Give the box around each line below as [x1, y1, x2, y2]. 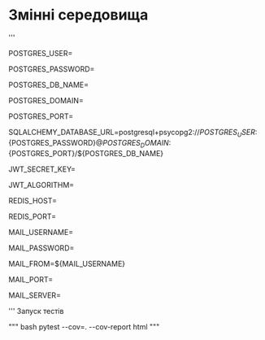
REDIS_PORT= [8, 211, 57, 221]
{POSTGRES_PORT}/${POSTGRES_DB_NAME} [8, 148, 164, 158]
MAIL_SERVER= [8, 290, 61, 300]
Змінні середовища [8, 6, 149, 24]
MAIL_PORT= [8, 274, 54, 284]
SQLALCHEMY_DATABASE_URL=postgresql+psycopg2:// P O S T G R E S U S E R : [8, 127, 258, 139]
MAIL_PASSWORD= [8, 242, 75, 253]
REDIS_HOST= [8, 195, 57, 205]
